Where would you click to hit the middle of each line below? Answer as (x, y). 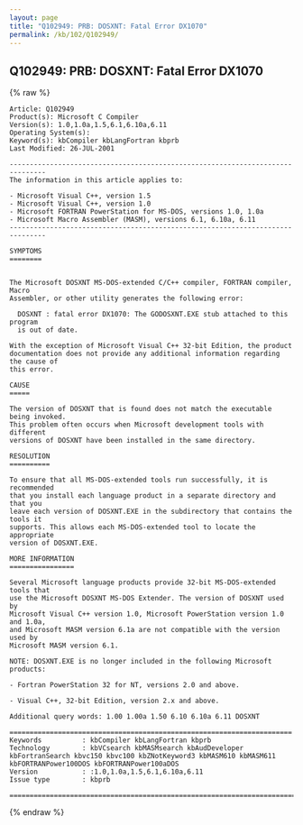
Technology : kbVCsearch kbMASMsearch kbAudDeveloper (127, 748)
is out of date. (48, 330)
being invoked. (38, 417)
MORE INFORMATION (42, 559)
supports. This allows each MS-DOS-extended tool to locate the (133, 527)
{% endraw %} (37, 812)
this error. (32, 370)
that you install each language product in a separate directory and (143, 496)
